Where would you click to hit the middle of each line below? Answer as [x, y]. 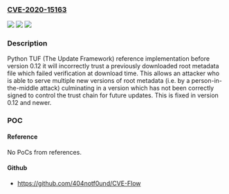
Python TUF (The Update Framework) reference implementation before [108, 58]
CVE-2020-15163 [37, 10]
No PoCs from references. [44, 152]
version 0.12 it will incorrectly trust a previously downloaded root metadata [113, 66]
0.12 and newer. [29, 102]
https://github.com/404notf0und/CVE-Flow [79, 183]
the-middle [23, 88]
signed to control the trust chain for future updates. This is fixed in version [113, 95]
